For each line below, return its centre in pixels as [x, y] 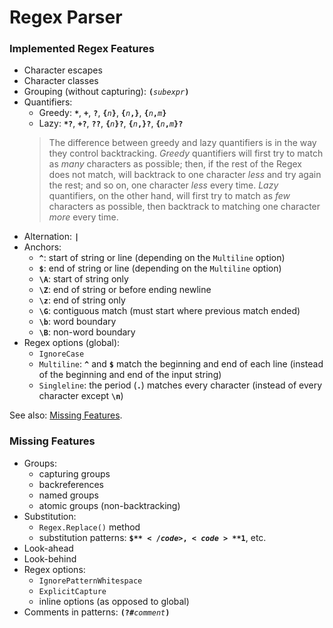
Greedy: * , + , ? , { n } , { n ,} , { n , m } [102, 113]
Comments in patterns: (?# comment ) [97, 612]
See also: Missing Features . [66, 415]
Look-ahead [48, 548]
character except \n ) [81, 396]
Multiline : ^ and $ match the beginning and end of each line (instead [181, 364]
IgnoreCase [61, 354]
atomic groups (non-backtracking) [109, 505]
